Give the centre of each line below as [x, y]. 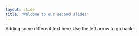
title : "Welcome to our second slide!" [47, 14]
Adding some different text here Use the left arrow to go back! [70, 28]
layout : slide [20, 10]
